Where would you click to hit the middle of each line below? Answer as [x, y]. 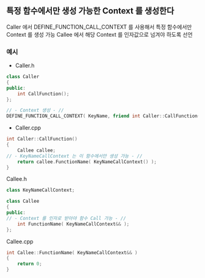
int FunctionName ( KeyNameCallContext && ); [74, 224]
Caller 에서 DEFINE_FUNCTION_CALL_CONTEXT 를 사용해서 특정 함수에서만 [99, 27]
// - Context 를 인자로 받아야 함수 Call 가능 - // [66, 218]
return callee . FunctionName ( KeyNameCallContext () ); [87, 162]
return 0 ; [30, 264]
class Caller [23, 77]
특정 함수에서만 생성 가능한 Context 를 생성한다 [90, 11]
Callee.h [17, 179]
